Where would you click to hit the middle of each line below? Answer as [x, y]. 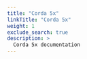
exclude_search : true [38, 32]
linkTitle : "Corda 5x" [39, 20]
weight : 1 [21, 26]
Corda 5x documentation [47, 45]
